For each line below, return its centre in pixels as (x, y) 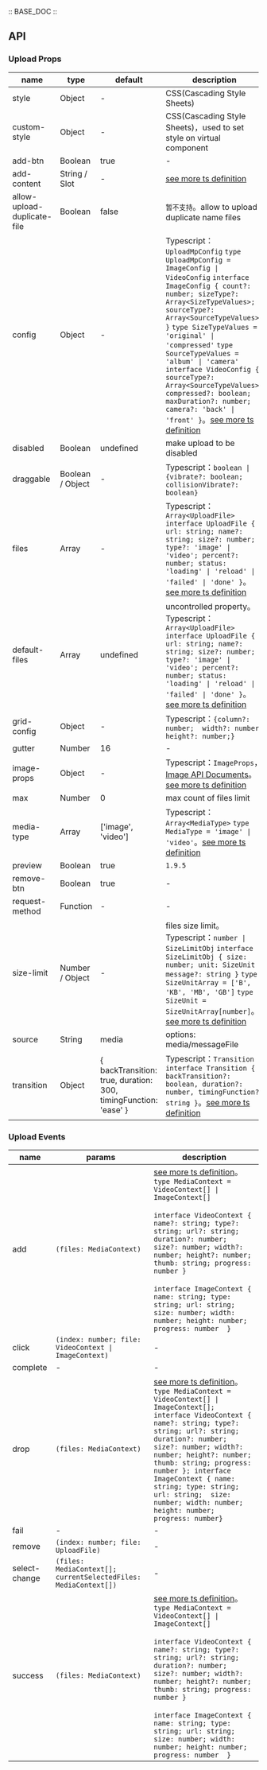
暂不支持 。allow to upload (212, 207)
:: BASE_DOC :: (33, 12)
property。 (235, 606)
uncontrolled (189, 606)
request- (29, 901)
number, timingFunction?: (215, 1092)
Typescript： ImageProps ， (214, 763)
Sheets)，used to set (205, 127)
